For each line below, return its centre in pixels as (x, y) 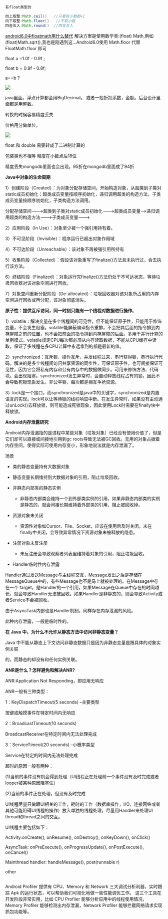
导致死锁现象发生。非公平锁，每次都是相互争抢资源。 (64, 382)
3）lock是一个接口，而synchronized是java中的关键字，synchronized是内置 (82, 392)
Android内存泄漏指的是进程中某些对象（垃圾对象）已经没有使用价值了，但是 (83, 432)
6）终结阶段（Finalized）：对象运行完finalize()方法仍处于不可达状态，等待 (80, 277)
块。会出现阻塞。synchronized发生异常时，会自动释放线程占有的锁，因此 (80, 375)
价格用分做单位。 (23, 125)
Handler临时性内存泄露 (36, 564)
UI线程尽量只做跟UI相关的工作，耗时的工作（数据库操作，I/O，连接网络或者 (83, 804)
